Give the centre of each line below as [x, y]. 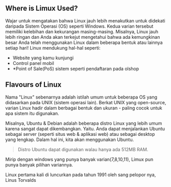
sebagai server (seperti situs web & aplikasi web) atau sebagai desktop [80, 134]
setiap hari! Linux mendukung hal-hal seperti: [53, 48]
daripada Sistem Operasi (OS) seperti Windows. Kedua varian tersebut [79, 26]
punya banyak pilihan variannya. [39, 165]
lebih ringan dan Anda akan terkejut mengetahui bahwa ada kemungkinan [83, 37]
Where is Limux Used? [42, 8]
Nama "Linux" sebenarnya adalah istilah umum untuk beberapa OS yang [81, 97]
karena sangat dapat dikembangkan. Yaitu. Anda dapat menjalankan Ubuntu [85, 128]
